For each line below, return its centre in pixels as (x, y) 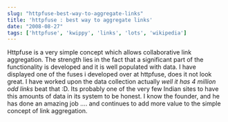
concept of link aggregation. (47, 111)
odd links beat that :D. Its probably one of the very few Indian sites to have (113, 89)
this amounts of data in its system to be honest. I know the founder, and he (113, 96)
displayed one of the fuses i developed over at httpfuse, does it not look (110, 74)
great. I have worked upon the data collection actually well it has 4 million (112, 82)
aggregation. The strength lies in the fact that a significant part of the (105, 60)
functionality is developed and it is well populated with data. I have (102, 67)
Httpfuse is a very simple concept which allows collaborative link (99, 52)
